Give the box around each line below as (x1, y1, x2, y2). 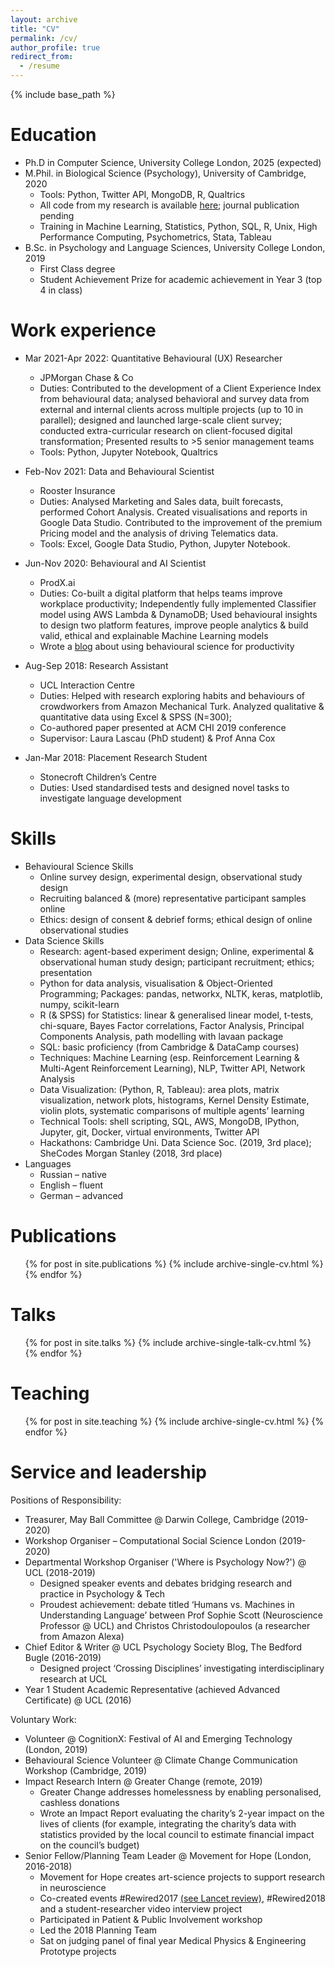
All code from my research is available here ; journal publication (39, 199, 300, 211)
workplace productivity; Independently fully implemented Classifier (39, 597, 317, 610)
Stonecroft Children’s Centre (39, 771, 157, 783)
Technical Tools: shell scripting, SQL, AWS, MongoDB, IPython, (39, 1115, 300, 1127)
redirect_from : (10, 52, 74, 62)
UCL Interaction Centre (39, 679, 135, 691)
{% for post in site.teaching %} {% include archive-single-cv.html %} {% (24, 1415, 325, 1427)
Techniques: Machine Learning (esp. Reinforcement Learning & (39, 1051, 300, 1063)
